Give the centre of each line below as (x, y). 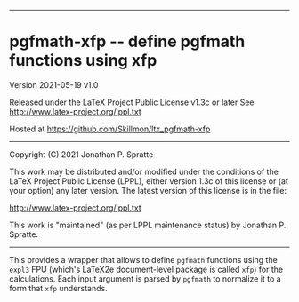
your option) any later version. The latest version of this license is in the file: (148, 190)
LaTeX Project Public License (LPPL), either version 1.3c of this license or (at (149, 181)
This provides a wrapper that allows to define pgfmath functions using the (143, 259)
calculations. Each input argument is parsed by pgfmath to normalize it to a (145, 278)
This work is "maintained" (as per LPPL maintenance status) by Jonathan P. (148, 225)
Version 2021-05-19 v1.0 (54, 84)
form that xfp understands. (59, 288)
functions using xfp (83, 61)
